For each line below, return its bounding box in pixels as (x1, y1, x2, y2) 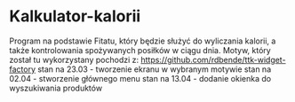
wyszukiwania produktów (9, 82, 103, 93)
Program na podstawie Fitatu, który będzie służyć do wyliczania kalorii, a (9, 35, 276, 46)
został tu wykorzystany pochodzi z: (9, 54, 140, 65)
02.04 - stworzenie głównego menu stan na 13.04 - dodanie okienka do (9, 73, 272, 83)
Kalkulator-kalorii (9, 6, 141, 27)
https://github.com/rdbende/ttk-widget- (140, 54, 286, 65)
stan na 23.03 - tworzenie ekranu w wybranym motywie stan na (36, 64, 272, 75)
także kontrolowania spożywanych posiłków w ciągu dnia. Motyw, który (9, 44, 271, 55)
